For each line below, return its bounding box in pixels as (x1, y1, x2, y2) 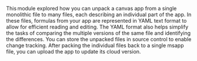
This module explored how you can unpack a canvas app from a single (6, 5, 177, 12)
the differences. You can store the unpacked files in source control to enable (6, 36, 192, 42)
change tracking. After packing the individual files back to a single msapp (6, 42, 184, 49)
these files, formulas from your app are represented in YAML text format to (6, 17, 187, 24)
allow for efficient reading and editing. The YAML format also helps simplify (6, 23, 189, 30)
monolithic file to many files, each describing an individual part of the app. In (6, 11, 192, 18)
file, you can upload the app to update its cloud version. (6, 48, 141, 55)
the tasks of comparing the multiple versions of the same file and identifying (6, 30, 191, 37)
